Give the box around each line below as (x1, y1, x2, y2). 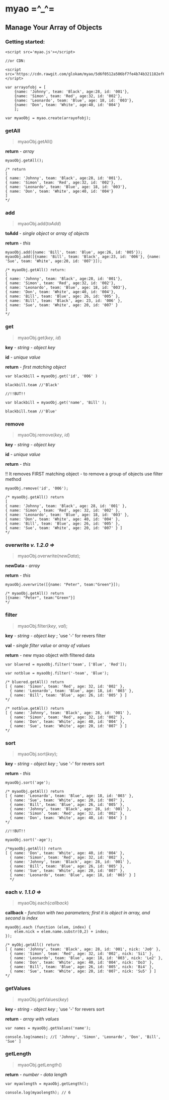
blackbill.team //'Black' (5, 382, 59, 387)
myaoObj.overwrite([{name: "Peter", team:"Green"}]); (5, 582, 121, 587)
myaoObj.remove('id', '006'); (5, 486, 69, 491)
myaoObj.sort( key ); (17, 750, 58, 757)
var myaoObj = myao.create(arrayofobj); (5, 115, 92, 121)
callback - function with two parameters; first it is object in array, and (5, 910, 150, 916)
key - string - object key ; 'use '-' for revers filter (5, 632, 106, 639)
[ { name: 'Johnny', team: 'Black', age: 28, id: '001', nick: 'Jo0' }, (5, 947, 161, 952)
